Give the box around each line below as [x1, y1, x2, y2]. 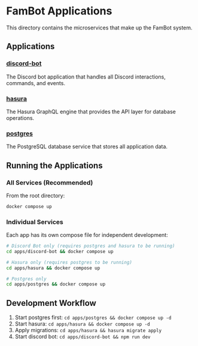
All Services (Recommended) [6, 178, 93, 186]
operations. [6, 114, 35, 121]
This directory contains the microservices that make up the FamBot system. [6, 24, 193, 31]
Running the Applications [6, 160, 103, 170]
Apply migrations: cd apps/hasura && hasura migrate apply [14, 327, 162, 334]
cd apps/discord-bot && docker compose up [6, 248, 114, 254]
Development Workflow [6, 298, 97, 308]
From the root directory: [6, 192, 65, 199]
